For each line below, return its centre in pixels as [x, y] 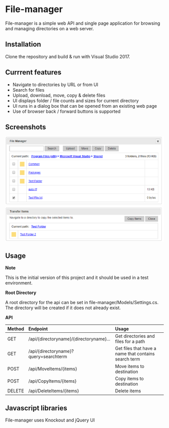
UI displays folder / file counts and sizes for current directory [76, 100]
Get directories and [135, 336]
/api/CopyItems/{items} [53, 381]
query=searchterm [48, 356]
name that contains [135, 354]
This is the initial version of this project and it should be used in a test [77, 277]
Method [16, 329]
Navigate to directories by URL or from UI [55, 85]
